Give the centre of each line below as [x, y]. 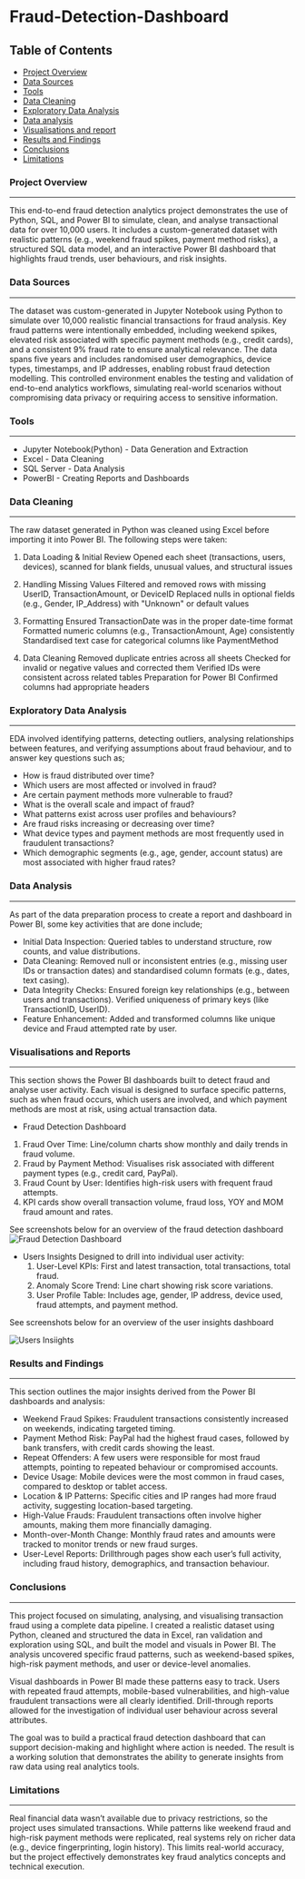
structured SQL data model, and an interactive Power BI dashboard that [143, 249]
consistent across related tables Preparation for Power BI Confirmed [150, 677]
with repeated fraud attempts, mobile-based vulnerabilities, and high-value [150, 1691]
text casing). [46, 980]
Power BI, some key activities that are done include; [106, 924]
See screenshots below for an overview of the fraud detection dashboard [147, 1230]
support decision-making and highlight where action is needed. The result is [152, 1747]
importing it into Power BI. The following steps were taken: [118, 540]
